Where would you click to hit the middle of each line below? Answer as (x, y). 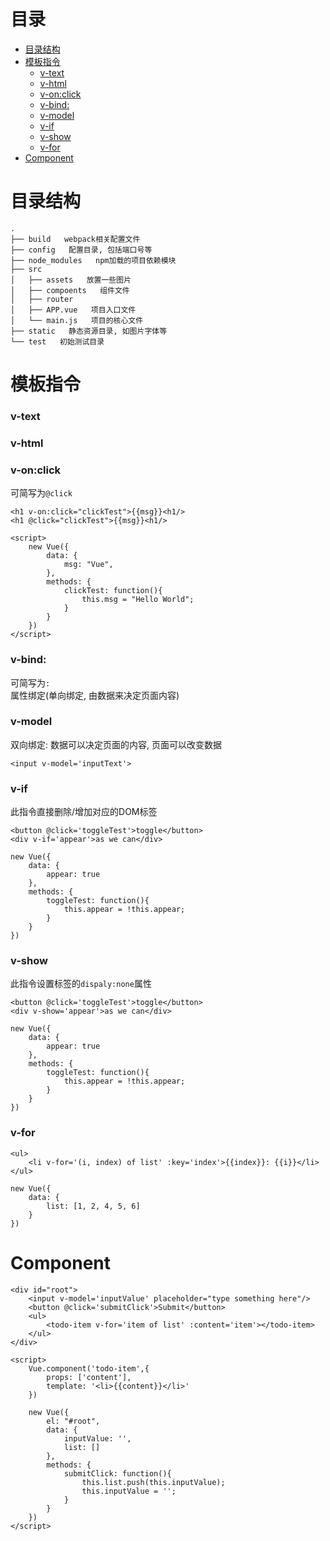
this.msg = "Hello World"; (138, 600)
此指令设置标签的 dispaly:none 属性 (81, 984)
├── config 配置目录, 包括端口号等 (81, 250)
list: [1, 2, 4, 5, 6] (93, 1206)
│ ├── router (42, 299)
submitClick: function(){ (117, 1473)
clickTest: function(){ (113, 591)
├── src (26, 269)
